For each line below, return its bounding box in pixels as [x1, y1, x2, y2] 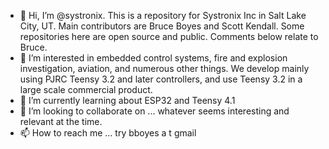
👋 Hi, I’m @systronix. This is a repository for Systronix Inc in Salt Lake [19, 10, 307, 21]
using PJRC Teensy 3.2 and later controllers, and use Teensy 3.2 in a [19, 73, 303, 85]
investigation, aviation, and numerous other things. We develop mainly [19, 63, 310, 74]
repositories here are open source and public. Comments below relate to [19, 31, 319, 42]
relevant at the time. [19, 116, 103, 127]
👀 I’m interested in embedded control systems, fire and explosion [19, 52, 288, 64]
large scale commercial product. [19, 84, 153, 95]
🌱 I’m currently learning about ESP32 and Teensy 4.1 [19, 95, 236, 106]
